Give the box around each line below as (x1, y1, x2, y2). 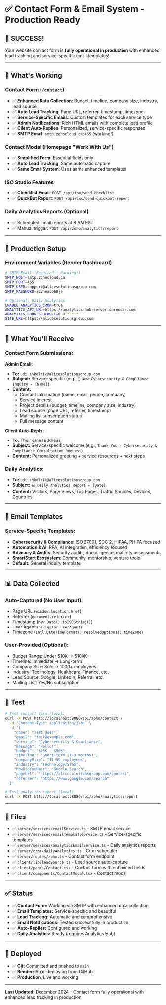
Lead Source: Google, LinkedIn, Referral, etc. (12, 674, 104, 680)
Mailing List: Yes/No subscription (12, 679, 80, 685)
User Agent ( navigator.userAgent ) (12, 624, 83, 630)
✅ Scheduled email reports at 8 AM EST (12, 219, 94, 225)
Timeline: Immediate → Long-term (12, 658, 82, 664)
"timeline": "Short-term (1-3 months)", (14, 753, 98, 758)
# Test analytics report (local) (5, 790, 74, 795)
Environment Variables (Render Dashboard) (5, 259, 112, 266)
